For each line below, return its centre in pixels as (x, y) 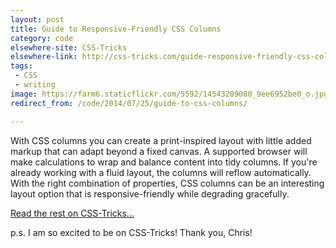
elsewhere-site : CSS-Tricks (69, 47)
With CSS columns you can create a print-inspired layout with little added (161, 140)
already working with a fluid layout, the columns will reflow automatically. (161, 172)
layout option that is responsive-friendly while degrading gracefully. (150, 193)
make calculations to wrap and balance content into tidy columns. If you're (164, 162)
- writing (35, 85)
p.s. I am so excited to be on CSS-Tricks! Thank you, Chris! (131, 232)
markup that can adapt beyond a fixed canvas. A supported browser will (159, 151)
